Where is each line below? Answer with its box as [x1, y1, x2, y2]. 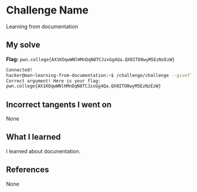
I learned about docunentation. [6, 147, 81, 154]
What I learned [6, 132, 61, 142]
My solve [6, 40, 40, 50]
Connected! [6, 67, 33, 73]
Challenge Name [6, 4, 89, 17]
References [6, 165, 49, 175]
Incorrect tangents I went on [6, 99, 112, 109]
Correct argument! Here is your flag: [6, 78, 101, 84]
